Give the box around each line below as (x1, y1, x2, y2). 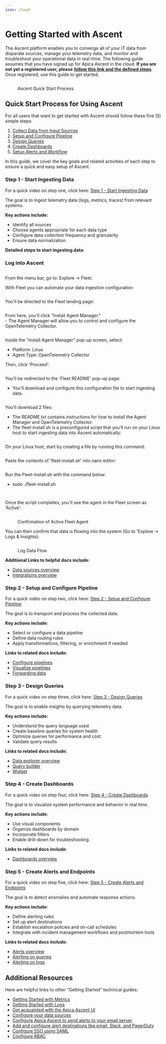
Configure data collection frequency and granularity (12, 232, 118, 238)
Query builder (12, 763, 41, 769)
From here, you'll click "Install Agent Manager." (5, 312, 101, 318)
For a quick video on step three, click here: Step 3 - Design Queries (5, 694, 143, 700)
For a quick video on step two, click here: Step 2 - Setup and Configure (5, 596, 151, 602)
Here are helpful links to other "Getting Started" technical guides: (5, 986, 138, 992)
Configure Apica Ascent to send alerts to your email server (12, 1017, 132, 1023)
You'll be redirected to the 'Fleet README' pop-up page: (5, 375, 120, 381)
